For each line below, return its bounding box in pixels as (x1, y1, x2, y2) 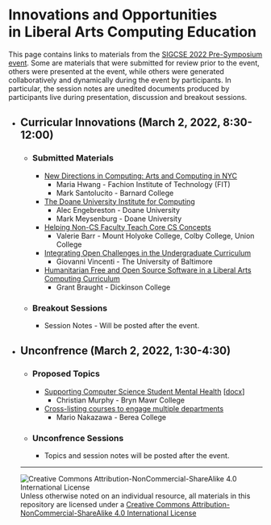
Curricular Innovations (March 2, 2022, (19, 115, 221, 130)
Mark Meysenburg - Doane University (56, 214, 182, 223)
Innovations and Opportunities (8, 6, 218, 24)
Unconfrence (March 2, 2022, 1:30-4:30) (19, 344, 231, 358)
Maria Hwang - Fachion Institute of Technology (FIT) (56, 179, 231, 189)
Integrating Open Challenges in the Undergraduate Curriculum (44, 248, 252, 257)
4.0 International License (114, 508, 197, 518)
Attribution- (191, 499, 230, 509)
